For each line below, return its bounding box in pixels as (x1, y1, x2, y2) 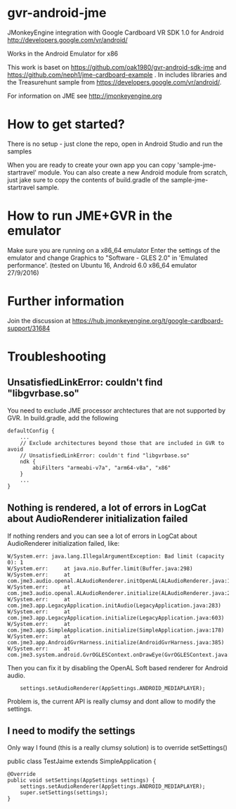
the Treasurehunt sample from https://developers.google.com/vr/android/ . (7, 77, 222, 86)
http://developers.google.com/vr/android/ (7, 35, 128, 44)
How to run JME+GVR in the (7, 208, 173, 224)
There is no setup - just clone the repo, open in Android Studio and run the (7, 139, 223, 148)
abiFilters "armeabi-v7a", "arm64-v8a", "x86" (32, 464, 171, 471)
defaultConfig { (7, 427, 55, 434)
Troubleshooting (7, 349, 107, 364)
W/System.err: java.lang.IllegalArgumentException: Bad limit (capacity (7, 553, 225, 560)
